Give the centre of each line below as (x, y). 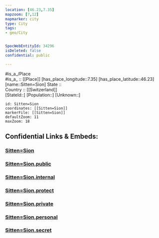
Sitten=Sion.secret (29, 230)
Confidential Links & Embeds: (52, 137)
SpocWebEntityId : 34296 (30, 46)
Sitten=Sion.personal (32, 217)
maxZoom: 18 (17, 121)
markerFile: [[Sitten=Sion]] (35, 113)
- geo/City (16, 33)
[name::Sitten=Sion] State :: (34, 84)
